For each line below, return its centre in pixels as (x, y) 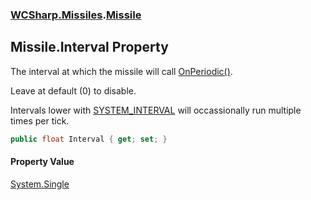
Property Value (42, 162)
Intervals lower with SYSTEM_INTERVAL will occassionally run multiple (156, 110)
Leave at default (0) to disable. (73, 90)
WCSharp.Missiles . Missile (76, 15)
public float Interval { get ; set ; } (89, 139)
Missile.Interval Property (89, 47)
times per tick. (40, 120)
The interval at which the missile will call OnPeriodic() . (121, 71)
